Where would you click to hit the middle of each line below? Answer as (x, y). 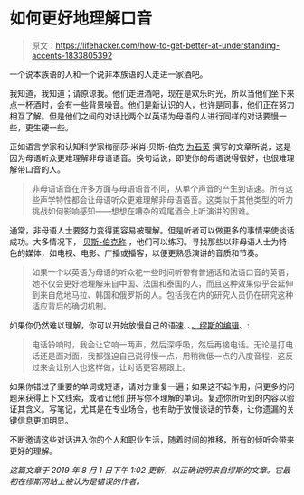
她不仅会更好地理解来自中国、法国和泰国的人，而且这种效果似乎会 (154, 283)
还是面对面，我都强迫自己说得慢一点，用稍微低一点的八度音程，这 (162, 356)
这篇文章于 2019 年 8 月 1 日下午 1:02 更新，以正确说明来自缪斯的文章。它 (146, 470)
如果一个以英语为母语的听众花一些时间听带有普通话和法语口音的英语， (162, 271)
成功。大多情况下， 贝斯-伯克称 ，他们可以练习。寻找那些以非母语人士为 (144, 242)
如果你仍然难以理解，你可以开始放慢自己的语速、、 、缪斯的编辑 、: (130, 325)
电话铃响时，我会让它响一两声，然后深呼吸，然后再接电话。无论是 (154, 344)
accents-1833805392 (72, 55)
